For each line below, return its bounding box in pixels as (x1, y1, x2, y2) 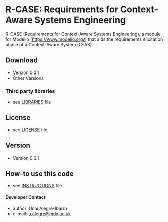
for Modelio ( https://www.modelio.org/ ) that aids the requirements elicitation (5, 36, 163, 42)
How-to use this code (5, 170, 74, 178)
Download (5, 56, 38, 65)
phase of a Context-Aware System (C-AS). (5, 41, 93, 47)
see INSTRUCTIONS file (12, 183, 62, 189)
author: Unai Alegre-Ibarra (12, 205, 67, 211)
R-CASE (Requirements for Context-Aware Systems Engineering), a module (5, 31, 161, 37)
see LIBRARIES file (12, 99, 51, 105)
